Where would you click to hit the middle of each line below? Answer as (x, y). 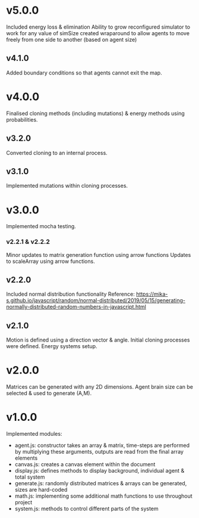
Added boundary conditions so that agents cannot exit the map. (84, 73)
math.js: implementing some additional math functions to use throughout (104, 496)
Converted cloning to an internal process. (57, 153)
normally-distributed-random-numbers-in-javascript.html (76, 307)
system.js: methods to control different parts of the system (86, 509)
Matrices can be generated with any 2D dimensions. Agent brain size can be (99, 387)
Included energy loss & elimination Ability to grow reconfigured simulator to (98, 27)
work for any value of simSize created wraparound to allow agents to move (98, 33)
